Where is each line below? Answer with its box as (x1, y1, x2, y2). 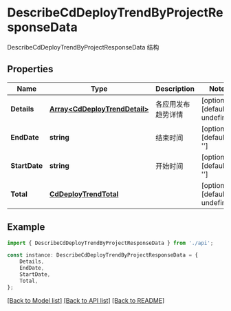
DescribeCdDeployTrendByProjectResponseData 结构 (7, 43, 159, 51)
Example (7, 222, 45, 233)
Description (155, 84, 195, 94)
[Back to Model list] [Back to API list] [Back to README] (7, 296, 165, 304)
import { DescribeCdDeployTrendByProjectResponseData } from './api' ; (7, 239, 214, 246)
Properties (7, 63, 54, 75)
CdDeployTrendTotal (49, 189, 119, 199)
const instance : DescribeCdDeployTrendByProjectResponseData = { (7, 252, 198, 259)
